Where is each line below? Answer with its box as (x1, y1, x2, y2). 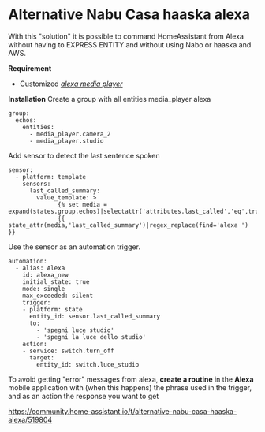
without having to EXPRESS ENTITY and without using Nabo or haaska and (8, 39, 252, 49)
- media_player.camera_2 (28, 130, 111, 138)
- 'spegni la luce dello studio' (36, 333, 147, 341)
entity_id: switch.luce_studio (36, 360, 140, 368)
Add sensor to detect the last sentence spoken (8, 151, 160, 160)
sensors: (22, 180, 51, 188)
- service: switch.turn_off (22, 347, 114, 355)
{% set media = (58, 200, 108, 208)
